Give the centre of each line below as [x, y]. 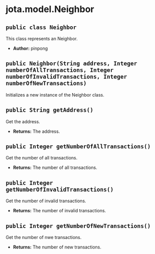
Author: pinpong [30, 48]
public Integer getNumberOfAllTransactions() [78, 147]
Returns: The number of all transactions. [55, 167]
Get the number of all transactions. [42, 158]
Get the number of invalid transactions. [46, 201]
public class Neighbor [41, 27]
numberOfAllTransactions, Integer [60, 70]
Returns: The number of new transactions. [57, 247]
